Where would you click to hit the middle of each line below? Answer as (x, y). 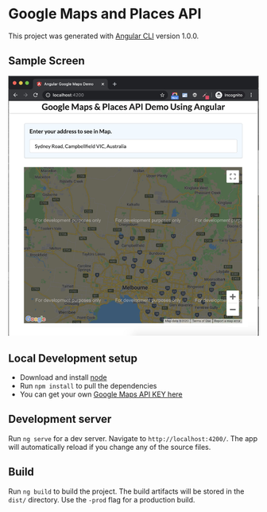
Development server (60, 419)
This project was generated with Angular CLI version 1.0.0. (104, 36)
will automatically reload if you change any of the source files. (110, 447)
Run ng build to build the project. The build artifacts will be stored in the (126, 491)
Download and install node (63, 377)
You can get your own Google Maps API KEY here (101, 394)
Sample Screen (46, 61)
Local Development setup (73, 358)
